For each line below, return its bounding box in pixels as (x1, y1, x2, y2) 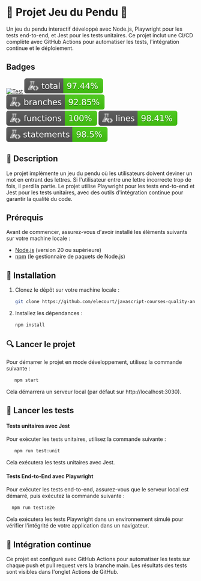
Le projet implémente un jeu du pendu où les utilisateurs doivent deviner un (6, 170, 193, 177)
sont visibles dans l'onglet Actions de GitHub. (6, 568, 119, 575)
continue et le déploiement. (6, 45, 74, 52)
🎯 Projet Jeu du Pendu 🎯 (6, 5, 128, 19)
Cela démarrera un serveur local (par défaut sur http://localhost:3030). (6, 388, 182, 395)
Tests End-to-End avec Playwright (6, 472, 94, 480)
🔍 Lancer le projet (6, 339, 76, 349)
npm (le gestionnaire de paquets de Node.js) (14, 253, 126, 260)
